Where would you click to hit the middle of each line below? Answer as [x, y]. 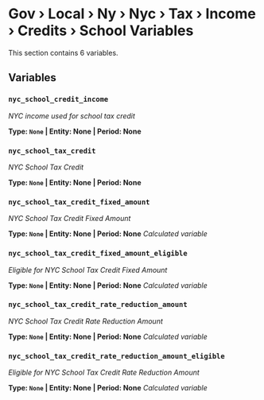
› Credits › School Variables [101, 31]
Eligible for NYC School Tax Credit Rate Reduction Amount [104, 373]
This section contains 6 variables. [63, 52]
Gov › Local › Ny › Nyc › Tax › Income [132, 14]
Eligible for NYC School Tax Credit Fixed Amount [88, 270]
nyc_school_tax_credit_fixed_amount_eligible [98, 254]
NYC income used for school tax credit [72, 115]
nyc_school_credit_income [58, 99]
